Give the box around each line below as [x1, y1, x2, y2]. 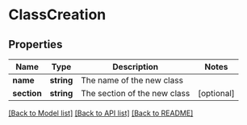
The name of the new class [80, 75, 184, 86]
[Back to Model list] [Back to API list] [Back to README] [8, 108, 194, 118]
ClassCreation [8, 6, 107, 24]
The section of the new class [80, 88, 190, 99]
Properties [8, 38, 63, 51]
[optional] [197, 88, 236, 99]
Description [112, 62, 159, 72]
